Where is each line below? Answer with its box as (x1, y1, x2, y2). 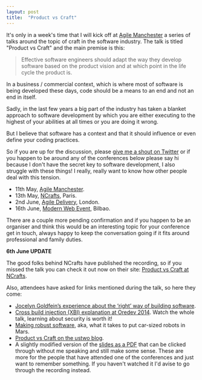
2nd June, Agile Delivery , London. (15, 198, 100, 205)
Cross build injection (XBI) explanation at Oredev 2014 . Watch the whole (15, 308, 195, 316)
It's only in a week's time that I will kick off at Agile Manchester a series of (6, 31, 191, 38)
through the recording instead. (15, 366, 91, 373)
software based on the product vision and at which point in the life (21, 62, 186, 70)
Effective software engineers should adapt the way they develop (21, 56, 182, 63)
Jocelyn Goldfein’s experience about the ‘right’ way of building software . (15, 302, 197, 309)
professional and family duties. (6, 236, 83, 243)
